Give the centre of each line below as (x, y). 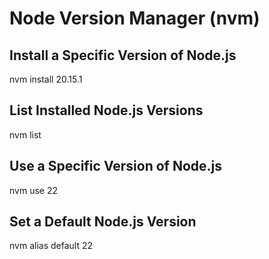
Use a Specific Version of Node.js (116, 166)
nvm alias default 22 (51, 246)
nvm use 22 (33, 190)
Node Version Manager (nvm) (135, 18)
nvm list (25, 134)
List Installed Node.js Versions (106, 110)
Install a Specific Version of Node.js (123, 55)
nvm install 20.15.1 (46, 79)
